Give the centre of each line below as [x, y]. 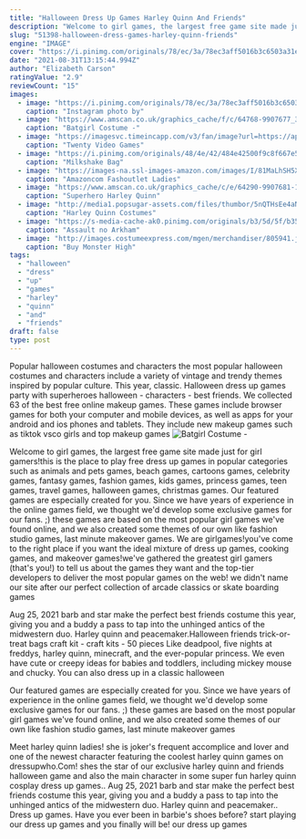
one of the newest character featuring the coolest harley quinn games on [147, 756]
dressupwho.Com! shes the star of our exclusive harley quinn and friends [147, 766]
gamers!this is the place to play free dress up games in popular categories [149, 461]
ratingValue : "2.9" [46, 78]
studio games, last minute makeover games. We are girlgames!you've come [151, 538]
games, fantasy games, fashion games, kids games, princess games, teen [148, 481]
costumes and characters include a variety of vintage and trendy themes [146, 376]
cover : [22, 52]
